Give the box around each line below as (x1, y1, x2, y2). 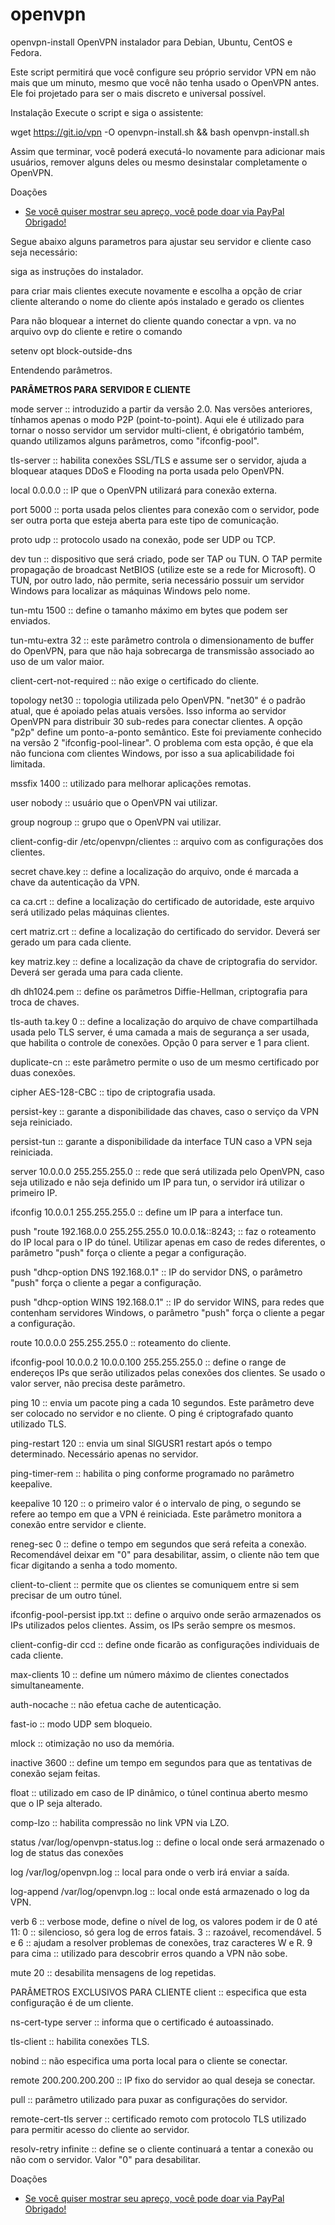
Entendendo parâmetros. (10, 364, 113, 376)
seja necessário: (10, 246, 78, 258)
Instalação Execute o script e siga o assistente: (10, 106, 204, 118)
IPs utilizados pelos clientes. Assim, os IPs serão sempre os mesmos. (10, 1619, 296, 1631)
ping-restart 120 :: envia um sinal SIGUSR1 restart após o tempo (10, 1437, 273, 1449)
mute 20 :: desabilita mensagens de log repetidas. (10, 1966, 217, 1978)
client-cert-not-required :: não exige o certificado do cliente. (10, 674, 260, 687)
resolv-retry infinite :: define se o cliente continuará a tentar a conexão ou (10, 2143, 314, 2155)
